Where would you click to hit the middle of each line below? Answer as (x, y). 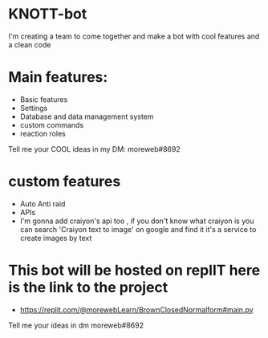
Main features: (58, 77)
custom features (65, 182)
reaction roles (43, 133)
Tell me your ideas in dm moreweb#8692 (76, 325)
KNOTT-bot (48, 14)
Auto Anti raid (43, 204)
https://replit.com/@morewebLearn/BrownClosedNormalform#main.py (137, 309)
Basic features (44, 99)
